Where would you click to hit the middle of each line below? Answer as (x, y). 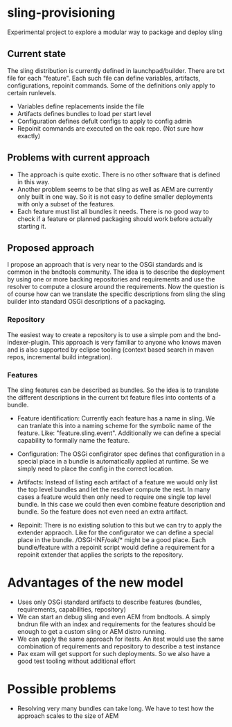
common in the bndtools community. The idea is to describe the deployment (116, 272)
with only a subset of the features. (66, 204)
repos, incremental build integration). (60, 357)
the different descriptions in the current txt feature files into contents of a (111, 397)
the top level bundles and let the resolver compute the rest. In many (114, 489)
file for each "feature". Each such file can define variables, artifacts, (104, 78)
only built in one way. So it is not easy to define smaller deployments (115, 197)
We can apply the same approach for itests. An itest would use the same (121, 639)
